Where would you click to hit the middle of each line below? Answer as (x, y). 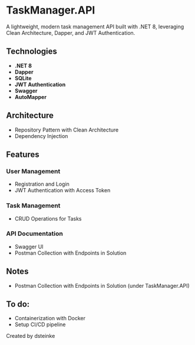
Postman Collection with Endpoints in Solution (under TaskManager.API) (102, 285)
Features (23, 154)
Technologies (32, 52)
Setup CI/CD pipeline (40, 324)
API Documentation (35, 234)
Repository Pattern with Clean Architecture (67, 130)
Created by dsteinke (31, 336)
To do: (18, 304)
